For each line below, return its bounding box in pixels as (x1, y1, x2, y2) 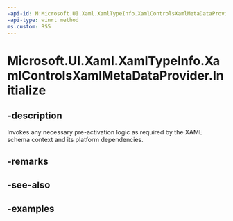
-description (7, 109, 62, 121)
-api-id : (7, 10, 33, 17)
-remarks (7, 155, 49, 167)
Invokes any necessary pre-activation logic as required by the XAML (7, 128, 203, 136)
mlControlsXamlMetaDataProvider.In (7, 67, 224, 83)
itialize (7, 82, 46, 98)
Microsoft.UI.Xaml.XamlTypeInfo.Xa (7, 53, 221, 69)
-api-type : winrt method (7, 17, 79, 24)
